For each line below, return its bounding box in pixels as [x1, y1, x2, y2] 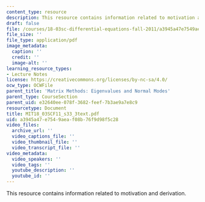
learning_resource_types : [6, 65, 72, 72]
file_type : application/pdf [6, 37, 78, 43]
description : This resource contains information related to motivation [6, 15, 195, 21]
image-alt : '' [12, 60, 48, 66]
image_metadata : [6, 43, 48, 49]
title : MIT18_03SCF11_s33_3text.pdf [6, 111, 99, 117]
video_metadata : [6, 150, 48, 156]
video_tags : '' [12, 162, 51, 168]
